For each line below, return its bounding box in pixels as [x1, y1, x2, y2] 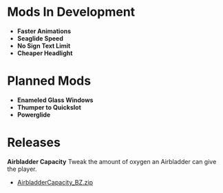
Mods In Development [7, 4, 136, 20]
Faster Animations [17, 27, 72, 35]
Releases [7, 135, 61, 150]
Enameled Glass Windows [17, 96, 94, 104]
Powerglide [17, 110, 51, 119]
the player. [7, 165, 37, 173]
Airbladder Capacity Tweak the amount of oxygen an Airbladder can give [7, 157, 217, 165]
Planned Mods [7, 73, 92, 89]
